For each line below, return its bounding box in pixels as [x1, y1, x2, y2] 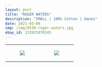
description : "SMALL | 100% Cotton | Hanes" [5, 16, 98, 21]
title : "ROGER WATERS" [5, 12, 51, 17]
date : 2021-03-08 [5, 21, 41, 26]
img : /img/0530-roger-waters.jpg [5, 26, 74, 31]
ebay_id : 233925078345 [5, 30, 51, 35]
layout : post [5, 7, 32, 12]
